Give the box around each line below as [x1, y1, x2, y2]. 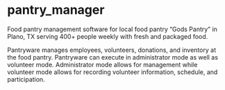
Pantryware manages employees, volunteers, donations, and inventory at [7, 46, 217, 54]
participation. [7, 75, 45, 83]
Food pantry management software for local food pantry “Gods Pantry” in [7, 25, 217, 33]
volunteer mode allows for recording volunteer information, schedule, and [7, 68, 218, 76]
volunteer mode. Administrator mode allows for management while [7, 60, 198, 69]
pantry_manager [7, 2, 105, 18]
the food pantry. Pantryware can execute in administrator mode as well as [7, 53, 219, 61]
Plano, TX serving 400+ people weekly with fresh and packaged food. [7, 32, 208, 40]
